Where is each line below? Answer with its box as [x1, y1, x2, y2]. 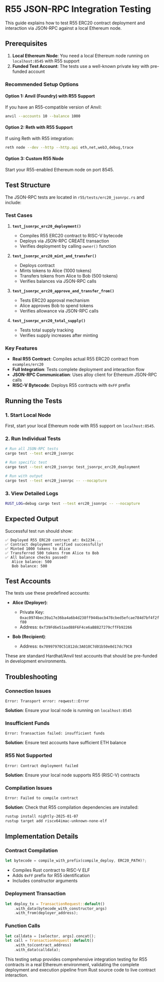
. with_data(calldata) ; [14, 947, 61, 952]
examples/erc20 [12, 362, 44, 367]
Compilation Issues [5, 784, 53, 791]
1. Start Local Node [5, 411, 51, 418]
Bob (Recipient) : [12, 634, 46, 640]
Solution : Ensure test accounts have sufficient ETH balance [5, 740, 126, 746]
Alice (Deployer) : [12, 600, 48, 605]
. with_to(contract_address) [14, 943, 72, 948]
